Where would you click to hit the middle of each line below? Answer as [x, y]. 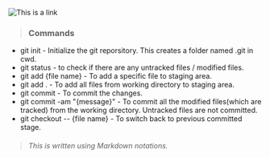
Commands [51, 33]
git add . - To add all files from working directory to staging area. [127, 85]
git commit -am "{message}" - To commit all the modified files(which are [141, 102]
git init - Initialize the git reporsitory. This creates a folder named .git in [137, 51]
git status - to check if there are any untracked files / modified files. [132, 67]
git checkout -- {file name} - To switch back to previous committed [131, 119]
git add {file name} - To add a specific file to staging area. [116, 76]
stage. [31, 128]
